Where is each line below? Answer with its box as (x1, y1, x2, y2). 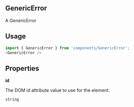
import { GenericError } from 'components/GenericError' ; (5, 45, 130, 50)
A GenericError (5, 17, 37, 23)
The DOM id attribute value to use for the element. (5, 87, 110, 93)
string (5, 97, 19, 102)
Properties (5, 64, 39, 73)
